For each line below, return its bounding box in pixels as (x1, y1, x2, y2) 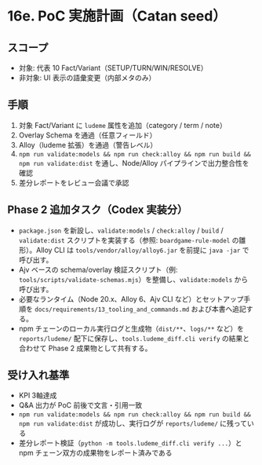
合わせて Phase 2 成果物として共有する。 (18, 343, 152, 353)
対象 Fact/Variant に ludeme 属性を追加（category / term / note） (18, 120, 227, 130)
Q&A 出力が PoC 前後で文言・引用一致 (18, 401, 143, 410)
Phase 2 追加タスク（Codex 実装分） (7, 203, 188, 217)
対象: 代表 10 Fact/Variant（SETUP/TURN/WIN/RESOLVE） (18, 64, 209, 72)
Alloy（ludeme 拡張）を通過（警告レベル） (18, 140, 158, 149)
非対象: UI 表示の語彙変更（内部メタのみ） (18, 73, 156, 82)
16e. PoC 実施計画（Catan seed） (7, 7, 227, 25)
